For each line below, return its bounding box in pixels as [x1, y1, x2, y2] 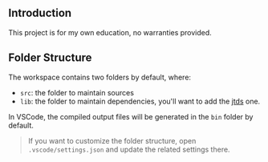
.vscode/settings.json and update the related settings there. [27, 144, 230, 154]
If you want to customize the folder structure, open [27, 136, 197, 145]
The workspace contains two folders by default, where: [8, 72, 191, 82]
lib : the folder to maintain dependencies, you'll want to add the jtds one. [19, 96, 261, 106]
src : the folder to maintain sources [19, 87, 135, 97]
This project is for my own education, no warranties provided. [8, 27, 213, 37]
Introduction [8, 6, 72, 20]
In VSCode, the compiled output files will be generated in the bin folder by [8, 111, 254, 121]
